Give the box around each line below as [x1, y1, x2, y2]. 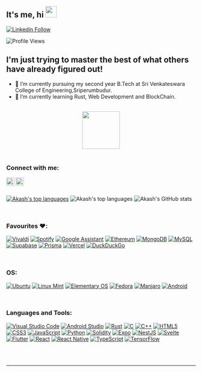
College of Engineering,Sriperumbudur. [14, 87, 112, 94]
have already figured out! [6, 64, 103, 75]
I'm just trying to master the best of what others [6, 55, 189, 65]
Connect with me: [6, 163, 60, 172]
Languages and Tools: [6, 309, 72, 317]
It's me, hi [6, 10, 44, 20]
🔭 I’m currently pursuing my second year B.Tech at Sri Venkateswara [14, 80, 185, 87]
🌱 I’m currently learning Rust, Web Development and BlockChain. [14, 93, 176, 100]
